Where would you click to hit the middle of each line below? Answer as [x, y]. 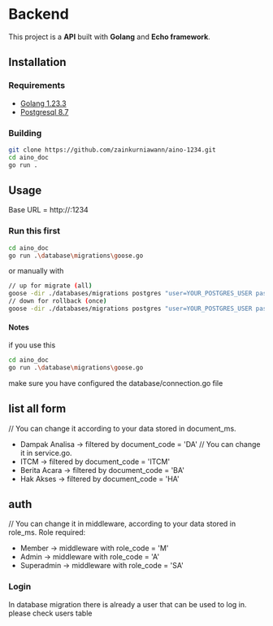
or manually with [36, 271]
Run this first [35, 231]
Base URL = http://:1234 [49, 210]
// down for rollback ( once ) [58, 301]
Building [25, 133]
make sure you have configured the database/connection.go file [116, 383]
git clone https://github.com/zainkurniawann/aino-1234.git [113, 150]
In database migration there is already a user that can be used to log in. [128, 604]
